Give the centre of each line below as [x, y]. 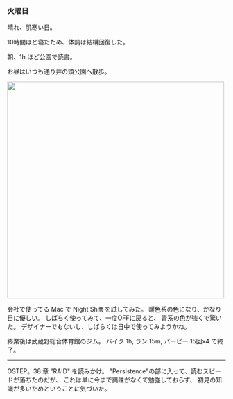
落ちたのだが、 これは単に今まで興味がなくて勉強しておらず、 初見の [118, 380]
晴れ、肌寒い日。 [32, 27]
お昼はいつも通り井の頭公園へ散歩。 [59, 71]
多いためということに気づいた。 [65, 389]
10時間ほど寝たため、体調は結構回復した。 [68, 42]
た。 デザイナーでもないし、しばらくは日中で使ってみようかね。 [99, 327]
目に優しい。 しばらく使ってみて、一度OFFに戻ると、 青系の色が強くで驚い [114, 318]
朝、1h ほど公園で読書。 [42, 57]
